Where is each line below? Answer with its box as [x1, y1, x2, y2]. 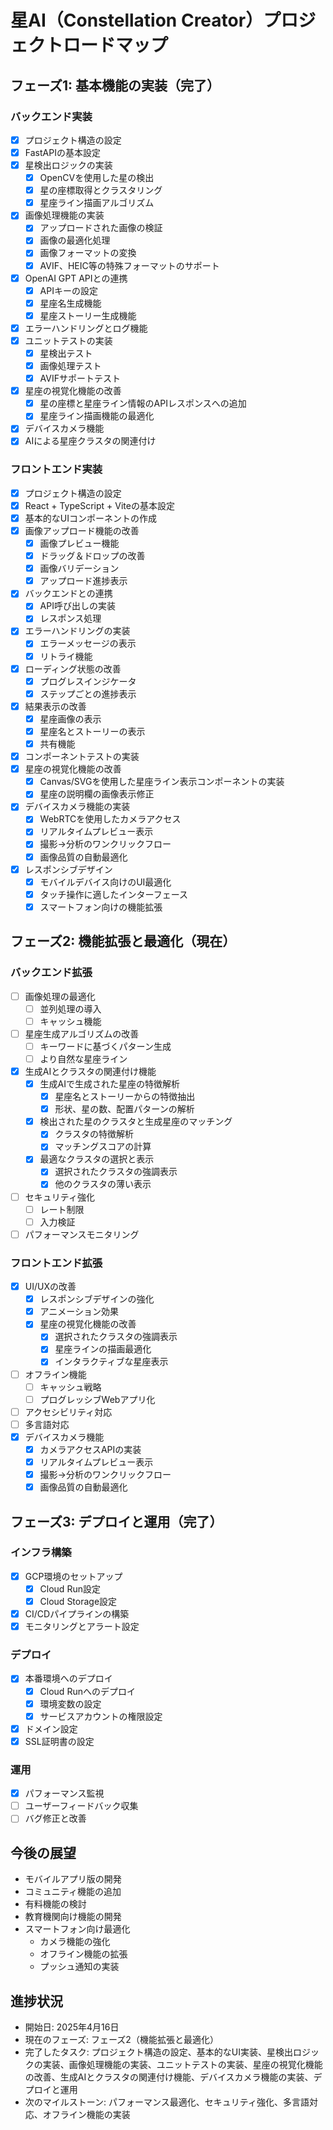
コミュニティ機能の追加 [24, 1886, 122, 1898]
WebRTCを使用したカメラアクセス [39, 813, 182, 825]
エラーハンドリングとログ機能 [24, 322, 148, 334]
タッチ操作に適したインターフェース [39, 888, 189, 900]
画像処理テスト [39, 360, 102, 371]
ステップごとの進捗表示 [39, 687, 137, 700]
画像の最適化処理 [39, 234, 111, 246]
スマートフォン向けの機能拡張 [39, 901, 163, 913]
